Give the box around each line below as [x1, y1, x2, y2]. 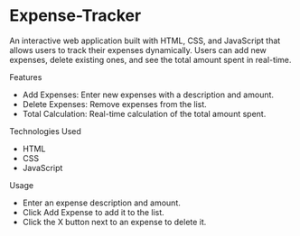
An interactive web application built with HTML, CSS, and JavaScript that [9, 35, 281, 46]
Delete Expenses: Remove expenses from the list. [22, 98, 208, 109]
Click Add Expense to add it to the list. [22, 206, 164, 217]
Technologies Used [9, 125, 81, 136]
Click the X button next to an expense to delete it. [22, 216, 207, 227]
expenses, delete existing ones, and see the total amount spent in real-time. [9, 54, 292, 65]
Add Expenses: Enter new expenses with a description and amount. [22, 89, 274, 100]
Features [9, 71, 42, 82]
